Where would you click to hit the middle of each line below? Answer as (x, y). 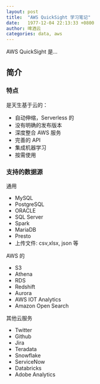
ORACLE (25, 211)
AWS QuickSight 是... (32, 52)
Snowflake (28, 355)
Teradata (26, 349)
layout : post (22, 12)
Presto (23, 236)
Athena (24, 274)
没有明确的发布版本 (38, 125)
